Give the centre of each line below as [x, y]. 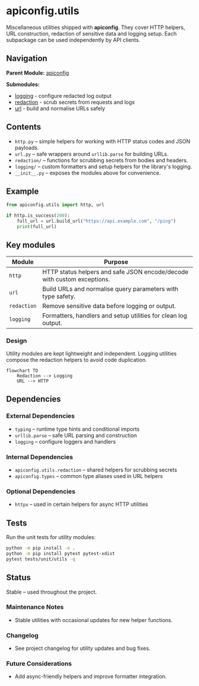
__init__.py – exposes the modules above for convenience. [88, 172]
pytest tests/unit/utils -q [41, 559]
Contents [24, 127]
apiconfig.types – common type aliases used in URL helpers [89, 476]
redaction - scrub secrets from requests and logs [75, 102]
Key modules [31, 245]
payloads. [27, 148]
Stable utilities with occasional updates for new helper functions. [94, 620]
